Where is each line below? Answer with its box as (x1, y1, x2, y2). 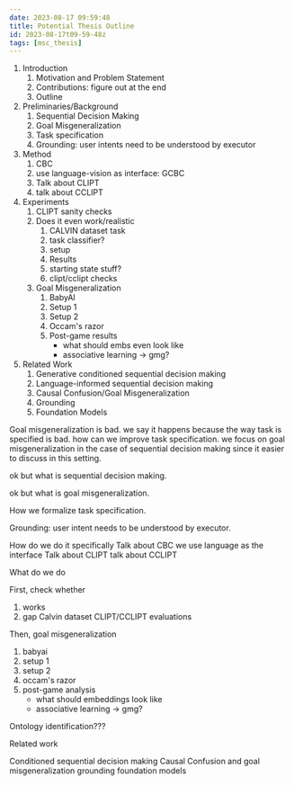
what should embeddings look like (35, 694, 163, 705)
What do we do (9, 567, 66, 578)
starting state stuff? (49, 263, 122, 274)
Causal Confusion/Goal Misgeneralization (35, 388, 191, 398)
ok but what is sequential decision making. (9, 470, 167, 481)
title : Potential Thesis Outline (9, 22, 135, 31)
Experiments (22, 197, 69, 208)
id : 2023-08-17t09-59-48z (9, 30, 106, 39)
